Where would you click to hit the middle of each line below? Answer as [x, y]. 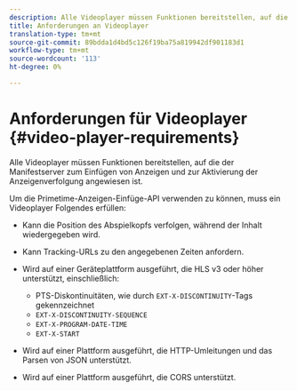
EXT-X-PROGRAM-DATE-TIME [81, 324]
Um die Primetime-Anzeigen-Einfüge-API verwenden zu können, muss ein [145, 198]
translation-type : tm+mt [55, 34]
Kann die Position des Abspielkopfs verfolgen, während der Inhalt [142, 225]
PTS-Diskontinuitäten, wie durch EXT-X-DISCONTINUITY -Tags [144, 295]
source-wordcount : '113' [55, 59]
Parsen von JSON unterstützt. [76, 360]
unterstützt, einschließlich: [71, 278]
